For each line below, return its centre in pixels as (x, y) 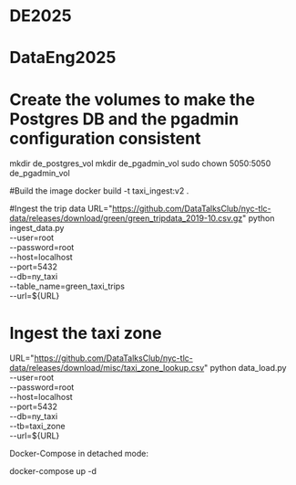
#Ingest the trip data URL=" (61, 209)
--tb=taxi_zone (37, 427)
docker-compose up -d (53, 471)
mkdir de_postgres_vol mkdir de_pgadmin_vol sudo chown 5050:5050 (140, 163)
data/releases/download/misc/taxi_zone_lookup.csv (107, 368)
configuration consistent (105, 138)
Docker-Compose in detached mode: (79, 454)
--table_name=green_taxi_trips (67, 286)
